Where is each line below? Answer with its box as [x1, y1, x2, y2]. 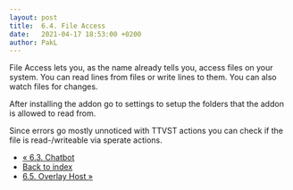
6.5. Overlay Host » [21, 171, 94, 182]
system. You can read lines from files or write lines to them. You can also [9, 72, 277, 83]
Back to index [21, 161, 73, 172]
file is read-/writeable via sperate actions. [9, 135, 163, 145]
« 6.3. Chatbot [21, 153, 75, 163]
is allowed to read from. [9, 108, 96, 119]
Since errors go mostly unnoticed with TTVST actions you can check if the [9, 126, 284, 136]
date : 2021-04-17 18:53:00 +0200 [9, 29, 142, 38]
